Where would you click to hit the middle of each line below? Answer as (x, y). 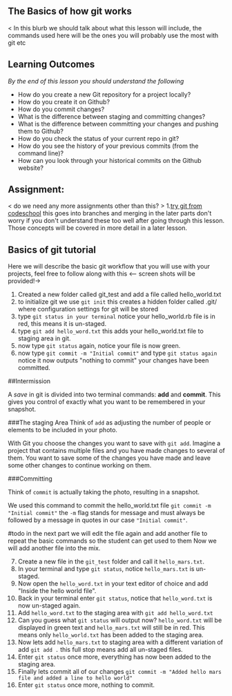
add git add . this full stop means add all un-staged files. (100, 650)
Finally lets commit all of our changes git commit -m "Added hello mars (119, 672)
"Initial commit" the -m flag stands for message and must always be (107, 513)
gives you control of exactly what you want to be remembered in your (107, 402)
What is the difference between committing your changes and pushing (118, 124)
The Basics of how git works (70, 11)
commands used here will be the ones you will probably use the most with (113, 35)
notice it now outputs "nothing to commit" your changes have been (113, 360)
